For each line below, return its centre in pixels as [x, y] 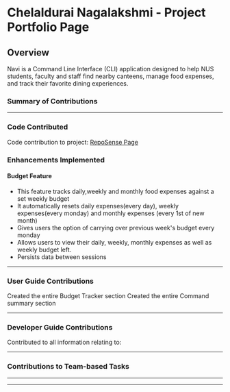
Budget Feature [30, 176]
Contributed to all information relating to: [64, 342]
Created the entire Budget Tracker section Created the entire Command [108, 296]
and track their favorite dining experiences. [68, 83]
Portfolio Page [48, 27]
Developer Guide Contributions [60, 327]
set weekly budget [43, 198]
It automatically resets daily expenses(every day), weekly [98, 206]
